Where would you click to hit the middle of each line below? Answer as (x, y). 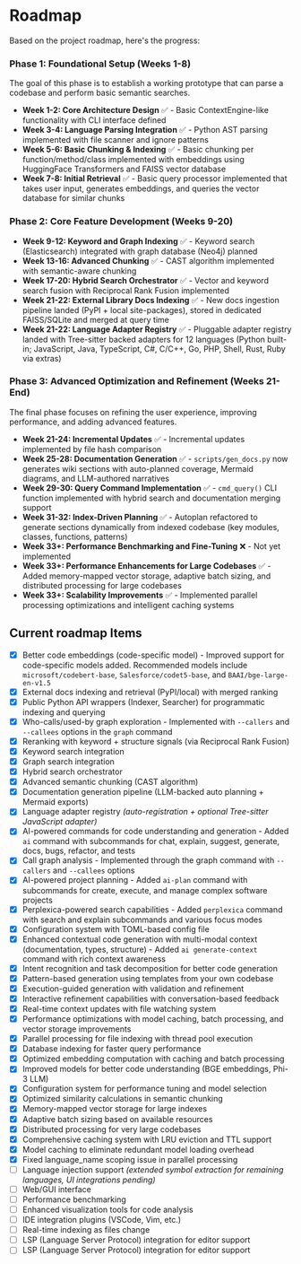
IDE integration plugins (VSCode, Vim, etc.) (102, 1220)
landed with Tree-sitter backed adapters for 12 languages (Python (144, 339)
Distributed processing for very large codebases (112, 1129)
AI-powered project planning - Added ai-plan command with (135, 880)
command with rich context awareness (94, 959)
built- (277, 339)
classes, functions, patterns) (75, 536)
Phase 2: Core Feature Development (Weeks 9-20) (121, 222)
